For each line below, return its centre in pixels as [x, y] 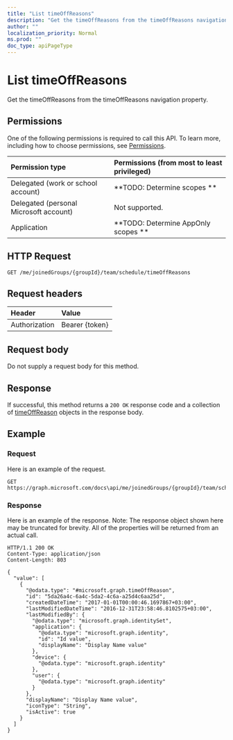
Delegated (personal [44, 203]
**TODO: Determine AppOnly [162, 223]
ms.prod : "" [24, 40]
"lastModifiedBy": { [55, 615]
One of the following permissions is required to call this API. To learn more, [114, 138]
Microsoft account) [42, 211]
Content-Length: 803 [37, 560]
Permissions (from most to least [168, 163]
